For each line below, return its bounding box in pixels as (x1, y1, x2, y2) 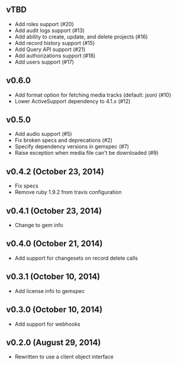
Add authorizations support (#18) (14, 52, 96, 59)
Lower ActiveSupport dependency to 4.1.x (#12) (14, 97, 131, 104)
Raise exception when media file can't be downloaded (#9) (14, 149, 159, 157)
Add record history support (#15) (14, 39, 95, 46)
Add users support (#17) (14, 58, 74, 65)
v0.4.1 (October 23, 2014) (6, 206, 102, 216)
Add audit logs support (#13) (14, 27, 85, 34)
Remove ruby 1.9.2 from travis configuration (14, 189, 122, 196)
